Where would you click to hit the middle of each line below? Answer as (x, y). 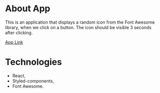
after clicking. (19, 32)
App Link (14, 42)
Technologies (34, 62)
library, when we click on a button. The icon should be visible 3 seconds (78, 27)
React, (19, 76)
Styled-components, (33, 81)
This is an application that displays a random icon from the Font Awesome (80, 22)
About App (28, 9)
